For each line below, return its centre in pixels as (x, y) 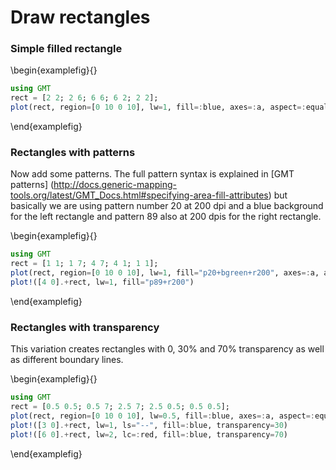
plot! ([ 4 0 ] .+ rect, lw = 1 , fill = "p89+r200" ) (102, 282)
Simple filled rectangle (66, 49)
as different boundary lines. (67, 360)
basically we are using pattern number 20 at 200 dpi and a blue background (167, 206)
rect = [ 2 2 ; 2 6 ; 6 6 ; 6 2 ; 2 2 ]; (84, 98)
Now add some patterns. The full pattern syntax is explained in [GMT (152, 174)
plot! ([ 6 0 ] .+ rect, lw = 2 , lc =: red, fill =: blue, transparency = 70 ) (149, 434)
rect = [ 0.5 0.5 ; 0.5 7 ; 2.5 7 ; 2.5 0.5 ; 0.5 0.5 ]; (120, 407)
